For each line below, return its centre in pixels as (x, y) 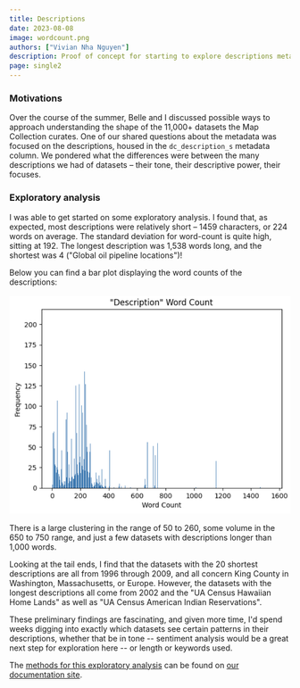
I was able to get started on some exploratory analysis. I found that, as (138, 217)
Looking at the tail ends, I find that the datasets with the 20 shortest (134, 564)
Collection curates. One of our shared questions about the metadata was (143, 137)
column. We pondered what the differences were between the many (134, 155)
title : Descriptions (48, 19)
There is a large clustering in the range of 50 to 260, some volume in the (142, 527)
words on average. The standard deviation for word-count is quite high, (141, 236)
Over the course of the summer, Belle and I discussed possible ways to (140, 118)
